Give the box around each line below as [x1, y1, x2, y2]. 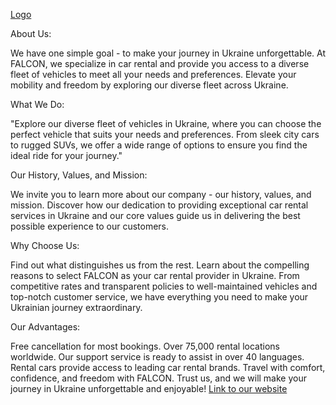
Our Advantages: [10, 321, 81, 333]
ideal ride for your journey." [10, 150, 123, 161]
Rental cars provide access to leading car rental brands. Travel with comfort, [10, 362, 326, 373]
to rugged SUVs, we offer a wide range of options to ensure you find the [10, 139, 308, 151]
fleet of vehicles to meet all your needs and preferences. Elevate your [10, 69, 297, 80]
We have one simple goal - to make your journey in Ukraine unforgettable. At [10, 47, 326, 59]
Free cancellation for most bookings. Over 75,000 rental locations [10, 340, 281, 352]
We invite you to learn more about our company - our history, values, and [10, 189, 312, 200]
